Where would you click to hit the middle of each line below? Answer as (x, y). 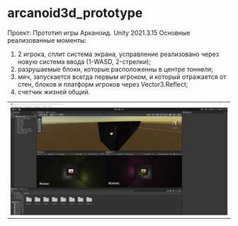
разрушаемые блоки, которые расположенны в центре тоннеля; (115, 69)
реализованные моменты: (47, 40)
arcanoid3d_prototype (75, 13)
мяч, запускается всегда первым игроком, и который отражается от (122, 77)
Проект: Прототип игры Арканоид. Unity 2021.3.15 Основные (99, 33)
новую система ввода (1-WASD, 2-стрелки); (84, 61)
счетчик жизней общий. (54, 92)
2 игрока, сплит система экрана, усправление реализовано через (118, 54)
